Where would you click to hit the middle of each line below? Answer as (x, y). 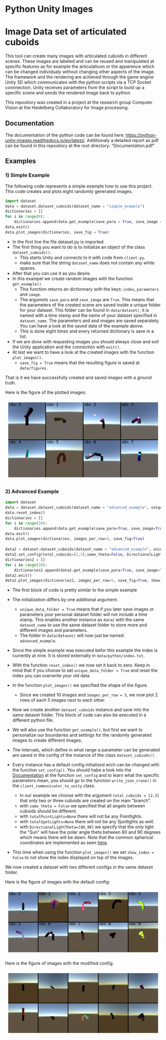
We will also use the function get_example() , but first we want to (77, 730)
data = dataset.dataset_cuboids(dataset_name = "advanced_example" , (77, 508)
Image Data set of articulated (66, 32)
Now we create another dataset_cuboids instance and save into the (81, 710)
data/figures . (34, 368)
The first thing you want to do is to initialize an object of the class (79, 247)
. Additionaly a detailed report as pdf (122, 140)
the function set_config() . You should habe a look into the (72, 770)
